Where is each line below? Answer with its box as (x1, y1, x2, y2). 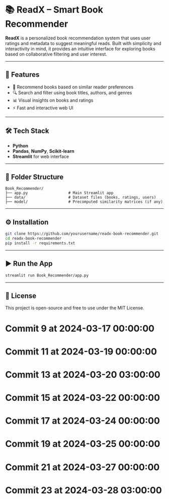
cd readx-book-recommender (5, 236, 62, 241)
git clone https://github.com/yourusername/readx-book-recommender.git (5, 231, 158, 237)
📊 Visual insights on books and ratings (12, 97, 94, 103)
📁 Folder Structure (5, 172, 64, 181)
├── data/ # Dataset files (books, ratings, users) (5, 195, 156, 200)
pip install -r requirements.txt (5, 241, 75, 246)
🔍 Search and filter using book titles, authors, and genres (12, 89, 132, 96)
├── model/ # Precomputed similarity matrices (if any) (5, 199, 163, 205)
